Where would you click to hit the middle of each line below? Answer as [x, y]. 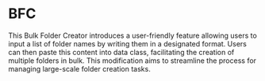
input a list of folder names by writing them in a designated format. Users [128, 43]
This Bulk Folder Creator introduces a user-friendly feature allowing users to [133, 35]
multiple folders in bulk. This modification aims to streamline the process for [132, 61]
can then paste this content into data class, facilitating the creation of [121, 52]
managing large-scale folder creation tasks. [79, 68]
